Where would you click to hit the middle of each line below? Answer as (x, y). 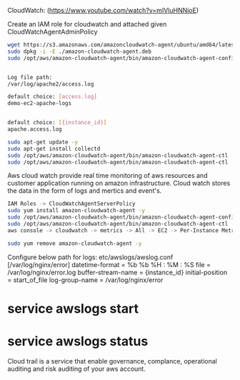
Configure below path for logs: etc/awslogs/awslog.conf (90, 257)
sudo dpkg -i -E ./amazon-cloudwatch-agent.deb (80, 51)
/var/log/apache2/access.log (51, 84)
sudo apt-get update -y (43, 142)
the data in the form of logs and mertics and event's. (85, 191)
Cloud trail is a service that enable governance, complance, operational (112, 361)
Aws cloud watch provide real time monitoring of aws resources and (107, 176)
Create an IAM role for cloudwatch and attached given (87, 24)
